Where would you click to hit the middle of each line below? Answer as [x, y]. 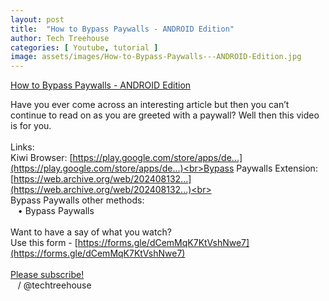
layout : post [37, 19]
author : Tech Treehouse [60, 38]
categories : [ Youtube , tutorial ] [84, 47]
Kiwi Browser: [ [41, 158]
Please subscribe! [47, 275]
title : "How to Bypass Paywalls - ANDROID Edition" [122, 29]
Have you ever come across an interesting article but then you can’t [150, 105]
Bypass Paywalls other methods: [77, 200]
